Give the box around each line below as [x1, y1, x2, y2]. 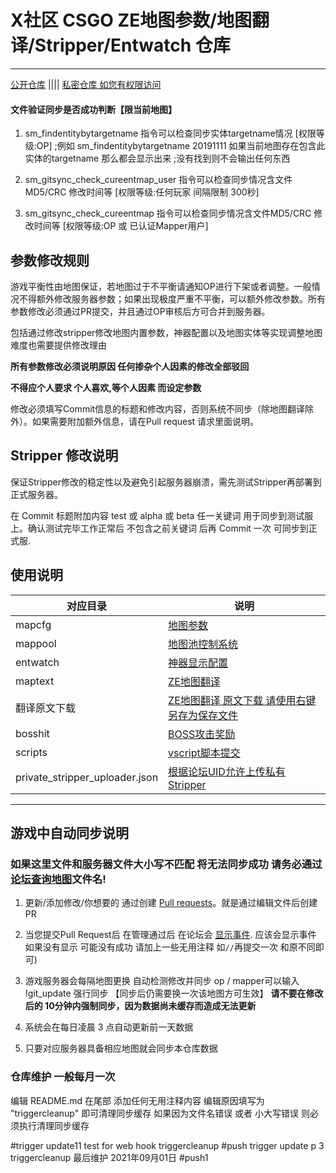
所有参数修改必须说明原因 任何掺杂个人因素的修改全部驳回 [10, 360, 250, 372]
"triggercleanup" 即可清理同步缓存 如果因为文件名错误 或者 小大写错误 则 [10, 1107, 310, 1119]
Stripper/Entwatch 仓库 [34, 34, 231, 57]
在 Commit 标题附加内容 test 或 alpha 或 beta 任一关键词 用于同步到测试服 [10, 509, 314, 521]
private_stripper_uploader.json [15, 770, 159, 784]
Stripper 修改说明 [10, 447, 119, 465]
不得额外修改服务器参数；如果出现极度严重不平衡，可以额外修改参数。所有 [18, 292, 326, 305]
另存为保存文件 [168, 708, 239, 722]
